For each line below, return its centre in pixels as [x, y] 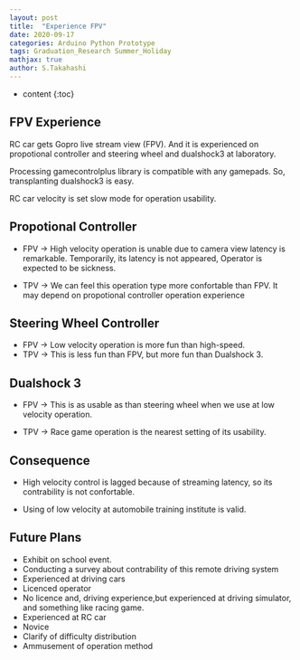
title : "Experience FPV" [58, 26]
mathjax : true [36, 60]
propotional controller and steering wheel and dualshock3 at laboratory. [143, 154]
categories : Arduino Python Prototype [82, 43]
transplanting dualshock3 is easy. [72, 181]
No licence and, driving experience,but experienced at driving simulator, [157, 598]
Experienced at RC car [64, 617]
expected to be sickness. [69, 268]
